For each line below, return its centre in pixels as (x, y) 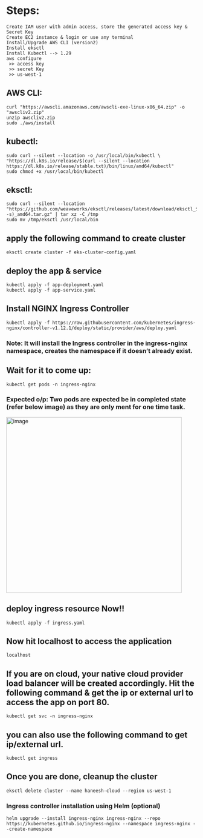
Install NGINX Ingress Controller (68, 309)
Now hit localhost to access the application (89, 641)
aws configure (24, 58)
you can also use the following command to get (97, 735)
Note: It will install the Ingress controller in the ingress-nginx (97, 343)
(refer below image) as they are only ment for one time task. (96, 407)
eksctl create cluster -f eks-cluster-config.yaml (71, 252)
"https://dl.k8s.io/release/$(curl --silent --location (78, 161)
